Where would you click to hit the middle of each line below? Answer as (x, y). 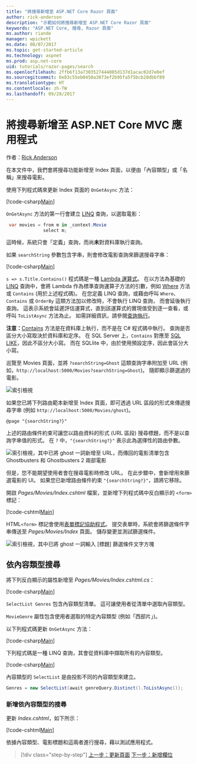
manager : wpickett (29, 39)
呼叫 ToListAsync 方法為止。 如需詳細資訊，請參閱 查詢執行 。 (80, 316)
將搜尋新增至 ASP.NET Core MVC (88, 125)
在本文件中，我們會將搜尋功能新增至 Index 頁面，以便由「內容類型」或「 (94, 169)
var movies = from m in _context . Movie (58, 225)
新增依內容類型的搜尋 (36, 704)
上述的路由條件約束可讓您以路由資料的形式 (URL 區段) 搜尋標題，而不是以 (95, 433)
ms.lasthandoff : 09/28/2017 (41, 94)
